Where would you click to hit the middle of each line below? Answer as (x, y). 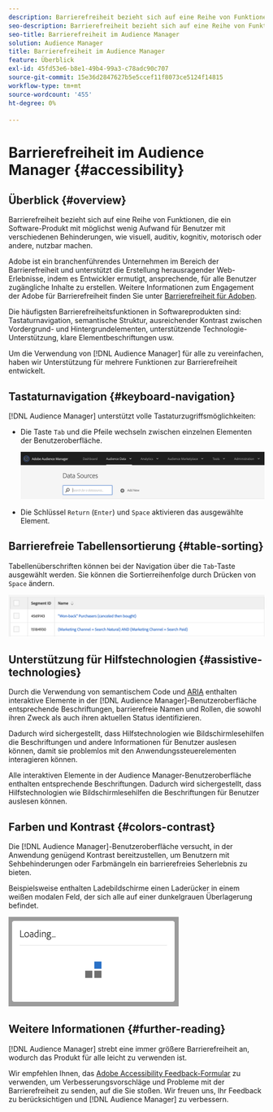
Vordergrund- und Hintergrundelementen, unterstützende (105, 329)
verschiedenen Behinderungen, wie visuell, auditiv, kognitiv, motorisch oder (135, 237)
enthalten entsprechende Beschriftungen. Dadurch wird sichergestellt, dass (135, 784)
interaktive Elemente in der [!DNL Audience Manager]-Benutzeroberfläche (133, 701)
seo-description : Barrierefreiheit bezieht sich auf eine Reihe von (127, 26)
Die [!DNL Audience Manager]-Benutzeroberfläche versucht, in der (121, 847)
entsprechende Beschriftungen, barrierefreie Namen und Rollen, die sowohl (135, 709)
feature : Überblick (41, 60)
